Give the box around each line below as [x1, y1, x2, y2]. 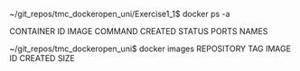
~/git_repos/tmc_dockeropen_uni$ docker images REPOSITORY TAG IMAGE [9, 43, 292, 54]
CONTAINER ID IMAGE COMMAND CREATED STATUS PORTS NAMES [9, 26, 268, 36]
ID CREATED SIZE [9, 53, 75, 63]
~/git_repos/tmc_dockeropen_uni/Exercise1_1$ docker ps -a [9, 9, 230, 19]
